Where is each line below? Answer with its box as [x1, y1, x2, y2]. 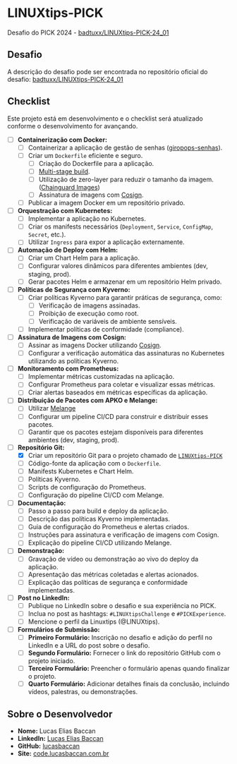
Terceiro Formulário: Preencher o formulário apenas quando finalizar [28, 665, 230, 673]
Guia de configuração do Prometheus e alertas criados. [28, 523, 189, 531]
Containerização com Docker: [17, 135, 108, 144]
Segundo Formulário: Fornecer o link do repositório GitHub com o [28, 649, 221, 657]
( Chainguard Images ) [38, 183, 100, 191]
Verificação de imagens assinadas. [38, 301, 140, 310]
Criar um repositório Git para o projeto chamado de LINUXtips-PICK [28, 451, 223, 459]
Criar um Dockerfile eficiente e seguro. [28, 151, 143, 159]
